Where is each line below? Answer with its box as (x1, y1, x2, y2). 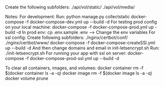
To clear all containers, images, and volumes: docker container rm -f (5, 65, 144, 71)
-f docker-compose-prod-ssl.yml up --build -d (25, 56, 119, 61)
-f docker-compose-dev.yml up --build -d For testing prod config (25, 19, 157, 25)
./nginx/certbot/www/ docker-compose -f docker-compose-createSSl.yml (5, 40, 156, 46)
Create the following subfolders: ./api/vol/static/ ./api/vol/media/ (5, 4, 135, 10)
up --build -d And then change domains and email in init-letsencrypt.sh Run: (5, 45, 160, 51)
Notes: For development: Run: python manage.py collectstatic (5, 14, 130, 19)
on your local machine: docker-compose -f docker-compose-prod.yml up (5, 24, 154, 30)
